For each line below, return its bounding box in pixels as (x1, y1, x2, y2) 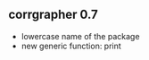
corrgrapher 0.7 (8, 7, 99, 22)
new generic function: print (21, 40, 121, 51)
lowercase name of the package (21, 30, 140, 41)
